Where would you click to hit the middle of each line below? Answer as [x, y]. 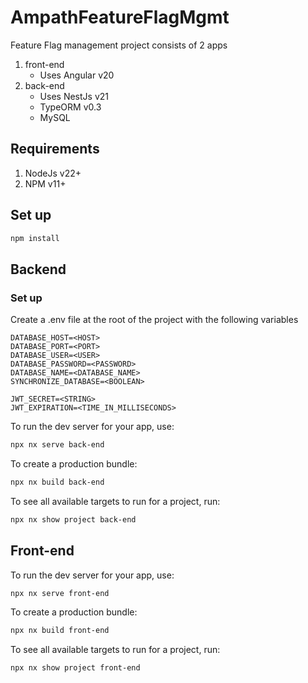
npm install [35, 238]
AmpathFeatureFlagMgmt [120, 17]
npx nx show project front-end [75, 668]
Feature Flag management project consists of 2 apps [119, 45]
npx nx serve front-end [60, 593]
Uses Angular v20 [77, 75]
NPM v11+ [45, 183]
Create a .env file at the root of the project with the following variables [154, 320]
